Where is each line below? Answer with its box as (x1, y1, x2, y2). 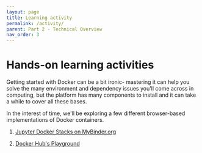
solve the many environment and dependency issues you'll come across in (6, 85, 194, 92)
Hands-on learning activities (6, 58, 154, 72)
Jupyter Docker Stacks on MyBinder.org (15, 128, 117, 135)
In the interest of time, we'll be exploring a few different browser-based (6, 110, 186, 117)
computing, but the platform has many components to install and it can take (6, 91, 197, 99)
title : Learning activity (6, 15, 72, 21)
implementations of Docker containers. (6, 116, 104, 124)
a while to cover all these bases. (6, 98, 87, 105)
